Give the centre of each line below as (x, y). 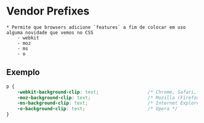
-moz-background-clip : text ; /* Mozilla (96, 98)
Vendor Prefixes (48, 11)
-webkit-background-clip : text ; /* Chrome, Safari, (107, 92)
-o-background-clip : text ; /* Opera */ (97, 109)
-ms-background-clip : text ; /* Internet (97, 103)
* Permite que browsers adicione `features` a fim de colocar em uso (96, 27)
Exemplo (23, 72)
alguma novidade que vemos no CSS (50, 32)
